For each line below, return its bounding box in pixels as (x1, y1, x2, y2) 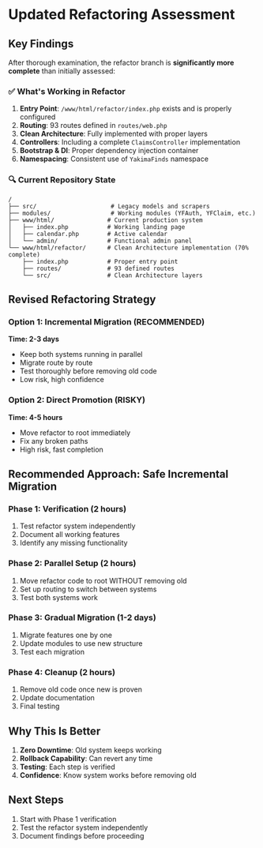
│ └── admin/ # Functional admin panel (8, 237, 193, 245)
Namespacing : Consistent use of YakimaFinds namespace (19, 154, 209, 163)
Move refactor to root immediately (19, 428, 131, 437)
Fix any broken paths (19, 436, 88, 445)
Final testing (19, 701, 60, 711)
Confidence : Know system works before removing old (19, 770, 197, 779)
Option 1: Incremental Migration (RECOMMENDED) (8, 316, 205, 327)
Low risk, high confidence (19, 375, 104, 385)
